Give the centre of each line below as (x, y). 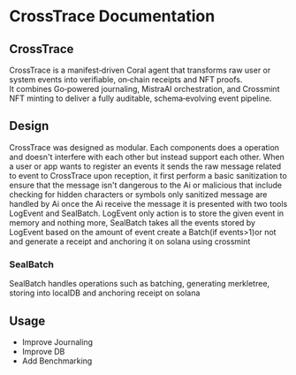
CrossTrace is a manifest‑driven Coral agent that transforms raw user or (140, 70)
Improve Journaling (57, 341)
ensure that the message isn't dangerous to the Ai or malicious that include (146, 185)
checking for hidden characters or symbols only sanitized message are (138, 194)
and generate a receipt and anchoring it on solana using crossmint (130, 241)
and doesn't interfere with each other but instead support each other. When (147, 157)
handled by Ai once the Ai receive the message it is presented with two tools (148, 203)
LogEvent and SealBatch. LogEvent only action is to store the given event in (147, 213)
